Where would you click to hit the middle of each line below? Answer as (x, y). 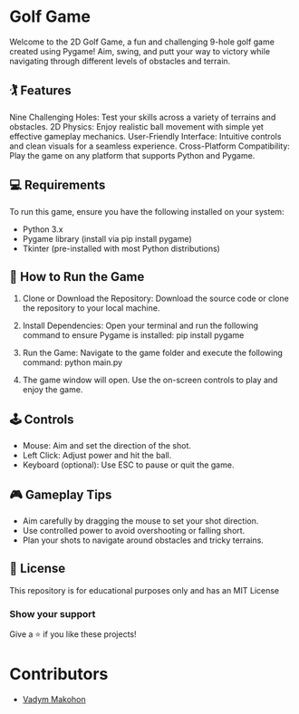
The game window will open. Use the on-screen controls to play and (150, 380)
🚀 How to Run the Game (77, 277)
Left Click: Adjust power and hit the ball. (97, 456)
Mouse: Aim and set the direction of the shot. (107, 446)
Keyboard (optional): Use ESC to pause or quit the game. (128, 465)
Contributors (59, 675)
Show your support (53, 613)
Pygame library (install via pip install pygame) (107, 238)
